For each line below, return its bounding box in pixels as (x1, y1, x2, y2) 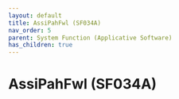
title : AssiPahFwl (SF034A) (8, 19, 102, 27)
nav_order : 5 (8, 26, 52, 34)
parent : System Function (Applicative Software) (8, 33, 173, 42)
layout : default (8, 11, 62, 20)
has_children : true (8, 41, 73, 49)
